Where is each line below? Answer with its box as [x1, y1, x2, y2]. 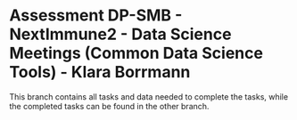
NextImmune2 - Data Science [9, 24, 232, 44]
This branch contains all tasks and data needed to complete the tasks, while [9, 91, 288, 102]
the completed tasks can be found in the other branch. [9, 100, 210, 111]
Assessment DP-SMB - [9, 5, 183, 26]
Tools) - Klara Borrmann [9, 62, 191, 83]
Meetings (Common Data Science [9, 44, 263, 63]
